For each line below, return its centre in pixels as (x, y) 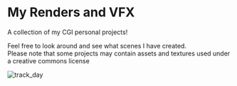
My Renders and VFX (71, 12)
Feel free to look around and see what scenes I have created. (97, 45)
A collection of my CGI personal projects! (68, 32)
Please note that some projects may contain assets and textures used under (119, 53)
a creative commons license (49, 60)
